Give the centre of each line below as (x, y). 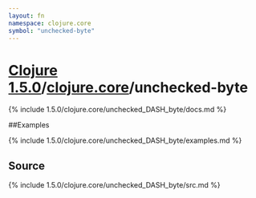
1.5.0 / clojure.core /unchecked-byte (128, 87)
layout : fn (26, 16)
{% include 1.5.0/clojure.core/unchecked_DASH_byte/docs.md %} (118, 110)
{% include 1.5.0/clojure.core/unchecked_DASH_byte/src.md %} (114, 185)
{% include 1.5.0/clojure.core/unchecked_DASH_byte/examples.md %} (125, 140)
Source (27, 166)
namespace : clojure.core (50, 23)
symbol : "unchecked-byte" (51, 30)
